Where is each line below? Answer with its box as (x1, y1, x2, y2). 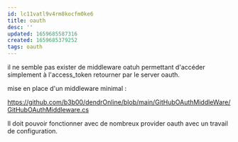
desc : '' (7, 23, 33, 31)
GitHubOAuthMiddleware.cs (7, 106, 90, 114)
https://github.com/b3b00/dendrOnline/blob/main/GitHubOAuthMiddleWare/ (7, 98, 231, 106)
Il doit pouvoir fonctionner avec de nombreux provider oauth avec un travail (7, 119, 229, 128)
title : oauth (7, 17, 46, 24)
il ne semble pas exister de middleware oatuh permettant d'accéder (7, 63, 205, 71)
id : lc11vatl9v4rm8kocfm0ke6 (7, 10, 94, 18)
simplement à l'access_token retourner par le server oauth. (7, 70, 180, 79)
